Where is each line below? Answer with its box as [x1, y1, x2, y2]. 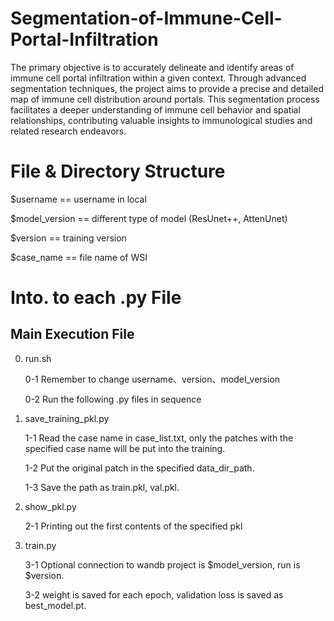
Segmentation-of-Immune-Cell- [10, 7, 283, 30]
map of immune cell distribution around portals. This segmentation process [10, 93, 320, 105]
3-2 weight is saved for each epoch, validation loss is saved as [24, 588, 284, 601]
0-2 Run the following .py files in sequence [24, 393, 202, 405]
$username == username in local [10, 193, 147, 205]
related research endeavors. [10, 125, 127, 137]
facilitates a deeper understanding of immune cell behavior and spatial [10, 103, 301, 116]
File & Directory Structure [10, 160, 226, 183]
